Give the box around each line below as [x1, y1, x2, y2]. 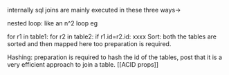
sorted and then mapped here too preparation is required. [7, 40, 172, 47]
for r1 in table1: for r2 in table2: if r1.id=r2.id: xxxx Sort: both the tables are [7, 32, 217, 41]
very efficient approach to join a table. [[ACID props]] [7, 61, 159, 68]
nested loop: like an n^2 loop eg [7, 19, 98, 27]
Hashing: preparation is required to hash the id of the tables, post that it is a [7, 53, 223, 61]
